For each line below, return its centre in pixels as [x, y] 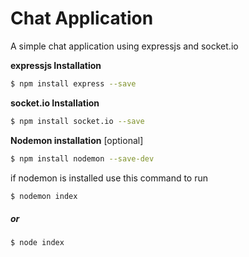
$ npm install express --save [73, 83]
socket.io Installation [55, 103]
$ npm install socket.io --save [77, 121]
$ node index [37, 243]
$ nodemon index [44, 196]
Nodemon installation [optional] [77, 140]
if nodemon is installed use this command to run [109, 178]
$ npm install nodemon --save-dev [82, 158]
